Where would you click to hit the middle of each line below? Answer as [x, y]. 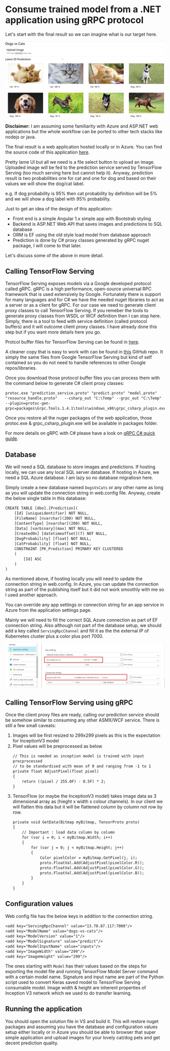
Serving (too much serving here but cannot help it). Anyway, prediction [79, 173]
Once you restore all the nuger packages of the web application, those [79, 418]
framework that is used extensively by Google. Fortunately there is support [83, 294]
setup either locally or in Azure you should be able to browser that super [80, 1032]
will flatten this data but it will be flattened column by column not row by [88, 806]
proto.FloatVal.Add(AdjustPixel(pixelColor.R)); [92, 863]
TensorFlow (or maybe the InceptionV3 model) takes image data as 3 [84, 796]
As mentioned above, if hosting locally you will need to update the [74, 579]
